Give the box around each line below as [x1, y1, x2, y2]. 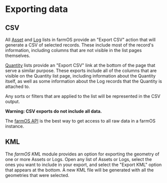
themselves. [5, 52, 30, 58]
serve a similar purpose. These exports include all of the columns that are [5, 67, 157, 73]
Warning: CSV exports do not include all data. [5, 108, 102, 114]
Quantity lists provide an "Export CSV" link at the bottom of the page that [5, 62, 155, 68]
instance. [5, 123, 24, 129]
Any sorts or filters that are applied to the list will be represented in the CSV [5, 93, 161, 99]
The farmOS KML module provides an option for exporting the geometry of [5, 151, 159, 157]
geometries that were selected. [5, 172, 69, 178]
